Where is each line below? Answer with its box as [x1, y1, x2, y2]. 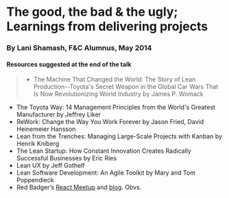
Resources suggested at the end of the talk [6, 60, 132, 69]
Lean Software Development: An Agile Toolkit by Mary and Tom [16, 169, 196, 177]
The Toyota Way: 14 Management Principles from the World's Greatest [16, 103, 215, 112]
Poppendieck [16, 176, 54, 184]
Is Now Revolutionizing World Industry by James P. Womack [33, 90, 204, 98]
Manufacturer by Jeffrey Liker [16, 110, 101, 119]
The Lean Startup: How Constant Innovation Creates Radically [16, 147, 191, 155]
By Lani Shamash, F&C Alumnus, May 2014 [6, 43, 152, 53]
